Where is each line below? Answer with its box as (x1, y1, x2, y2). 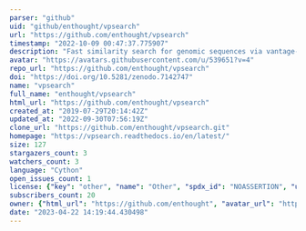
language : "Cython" (9, 166, 84, 175)
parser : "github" (9, 13, 76, 23)
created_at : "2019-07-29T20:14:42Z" (9, 106, 148, 115)
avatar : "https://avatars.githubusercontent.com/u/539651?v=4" (9, 55, 255, 65)
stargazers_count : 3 (9, 148, 88, 157)
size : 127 (9, 140, 47, 149)
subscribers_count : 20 (9, 191, 96, 200)
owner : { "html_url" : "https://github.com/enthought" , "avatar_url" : (9, 199, 275, 209)
